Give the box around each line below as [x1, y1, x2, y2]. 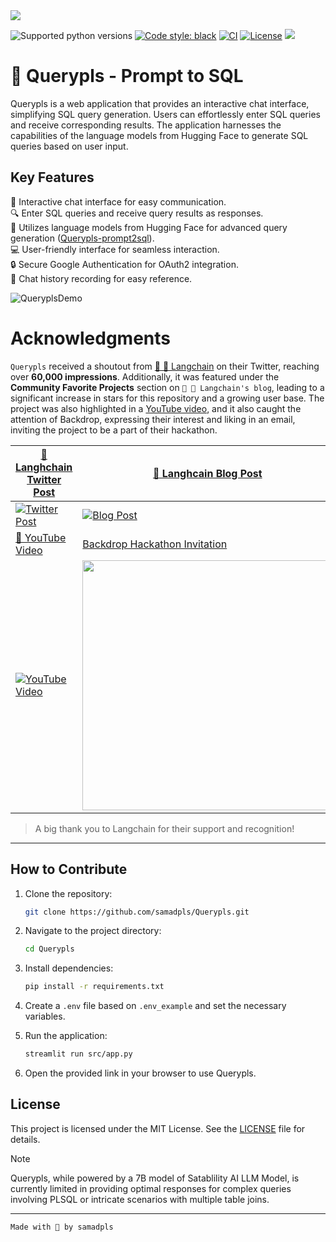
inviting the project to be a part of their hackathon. [10, 424, 218, 436]
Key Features [10, 169, 95, 186]
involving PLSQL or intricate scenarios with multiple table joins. [10, 1193, 270, 1205]
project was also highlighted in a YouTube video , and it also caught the [10, 402, 302, 414]
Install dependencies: [24, 962, 114, 974]
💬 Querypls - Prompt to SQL [10, 65, 244, 88]
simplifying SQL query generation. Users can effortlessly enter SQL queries [10, 108, 321, 120]
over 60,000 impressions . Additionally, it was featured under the [10, 370, 280, 383]
